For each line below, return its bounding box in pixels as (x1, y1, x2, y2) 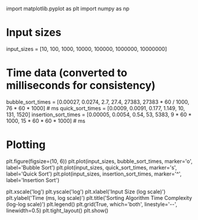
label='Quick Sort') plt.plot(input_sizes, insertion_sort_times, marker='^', (6, 170, 182, 177)
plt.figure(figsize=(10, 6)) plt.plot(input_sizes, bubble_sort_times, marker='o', (6, 157, 193, 165)
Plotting (6, 138, 46, 152)
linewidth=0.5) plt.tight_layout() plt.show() (6, 207, 108, 214)
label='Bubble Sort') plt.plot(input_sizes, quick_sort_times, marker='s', (6, 164, 177, 171)
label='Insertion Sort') (6, 176, 60, 183)
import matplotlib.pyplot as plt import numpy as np (6, 5, 130, 12)
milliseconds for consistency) (6, 79, 156, 93)
